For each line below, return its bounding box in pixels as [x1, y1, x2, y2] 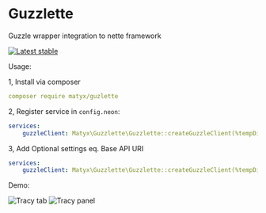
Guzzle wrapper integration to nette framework [8, 31, 161, 40]
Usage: [8, 61, 32, 71]
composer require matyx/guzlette [8, 92, 119, 100]
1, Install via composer [8, 77, 81, 86]
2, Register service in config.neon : [8, 106, 120, 116]
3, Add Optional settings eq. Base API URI [8, 143, 144, 153]
